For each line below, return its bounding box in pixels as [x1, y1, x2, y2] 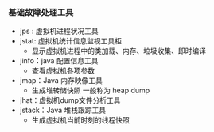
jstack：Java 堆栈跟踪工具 [19, 105, 107, 115]
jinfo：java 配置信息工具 [19, 56, 99, 66]
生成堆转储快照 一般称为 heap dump [31, 85, 150, 96]
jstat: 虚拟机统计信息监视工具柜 [19, 36, 122, 46]
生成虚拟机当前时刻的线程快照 [31, 115, 130, 125]
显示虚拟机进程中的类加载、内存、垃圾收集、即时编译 [31, 46, 207, 56]
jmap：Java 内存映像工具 [19, 76, 103, 85]
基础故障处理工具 [8, 6, 74, 17]
